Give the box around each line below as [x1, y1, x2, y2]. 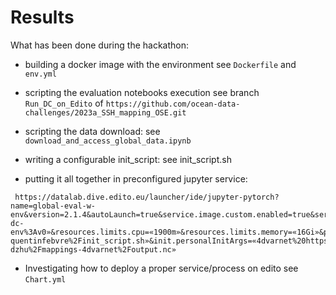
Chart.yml [24, 274, 67, 285]
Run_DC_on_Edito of [24, 97, 104, 109]
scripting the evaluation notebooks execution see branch [24, 86, 260, 98]
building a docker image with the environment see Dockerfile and [24, 58, 297, 70]
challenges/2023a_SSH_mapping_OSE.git [24, 107, 187, 118]
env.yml [24, 69, 57, 79]
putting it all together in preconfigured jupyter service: [24, 172, 248, 185]
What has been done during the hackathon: [10, 39, 190, 51]
